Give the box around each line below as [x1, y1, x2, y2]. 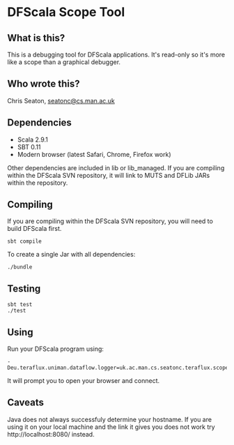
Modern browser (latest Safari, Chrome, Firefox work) [17, 150, 172, 158]
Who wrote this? [7, 78, 80, 90]
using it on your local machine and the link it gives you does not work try [7, 423, 215, 431]
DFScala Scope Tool [7, 4, 125, 20]
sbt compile [7, 238, 42, 245]
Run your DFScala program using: [7, 345, 104, 353]
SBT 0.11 [17, 142, 41, 151]
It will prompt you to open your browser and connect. [7, 377, 160, 385]
